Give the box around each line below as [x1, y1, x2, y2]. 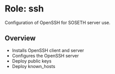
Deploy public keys [12, 58, 52, 64]
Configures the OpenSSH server [12, 52, 79, 58]
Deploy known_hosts [12, 63, 56, 69]
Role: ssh [5, 3, 44, 14]
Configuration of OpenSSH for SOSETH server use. [5, 19, 111, 25]
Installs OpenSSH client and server [12, 47, 84, 53]
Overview [5, 34, 36, 42]
